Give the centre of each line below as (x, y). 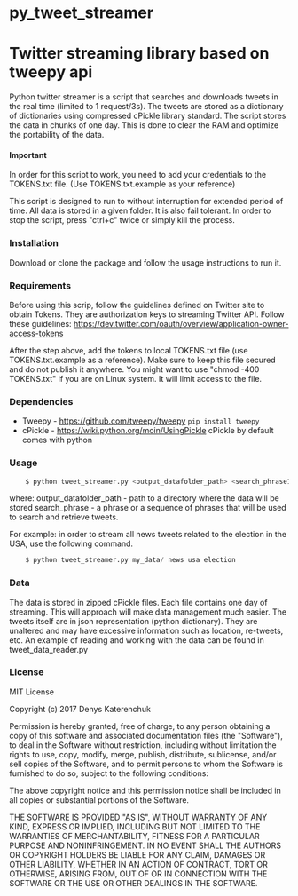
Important (28, 155)
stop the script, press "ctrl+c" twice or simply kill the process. (122, 220)
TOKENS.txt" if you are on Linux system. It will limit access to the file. (136, 378)
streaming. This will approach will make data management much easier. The (148, 612)
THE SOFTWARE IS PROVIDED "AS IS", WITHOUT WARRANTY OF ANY (138, 817)
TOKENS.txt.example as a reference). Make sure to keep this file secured (143, 360)
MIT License (32, 692)
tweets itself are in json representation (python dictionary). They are (133, 621)
